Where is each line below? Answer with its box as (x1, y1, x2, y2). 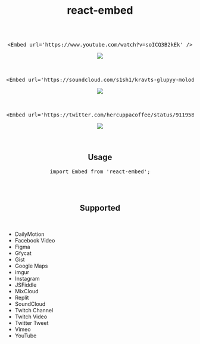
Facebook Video (14, 236, 55, 244)
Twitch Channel (14, 306, 54, 314)
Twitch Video (14, 313, 48, 320)
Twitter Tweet (14, 319, 49, 326)
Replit (14, 294, 29, 301)
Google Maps (14, 262, 48, 269)
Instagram (14, 275, 40, 282)
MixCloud (14, 287, 39, 294)
